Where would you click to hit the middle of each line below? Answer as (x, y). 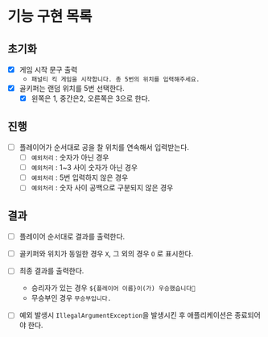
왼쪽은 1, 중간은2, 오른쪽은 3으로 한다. (91, 98)
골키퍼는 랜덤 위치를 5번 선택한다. (72, 89)
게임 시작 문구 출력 (48, 70)
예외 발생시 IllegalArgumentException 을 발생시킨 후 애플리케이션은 (126, 315)
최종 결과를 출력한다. (52, 271)
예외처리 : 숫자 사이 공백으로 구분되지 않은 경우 (102, 188)
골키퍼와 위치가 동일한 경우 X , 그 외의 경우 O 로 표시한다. (106, 254)
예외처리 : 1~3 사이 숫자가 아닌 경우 (85, 168)
